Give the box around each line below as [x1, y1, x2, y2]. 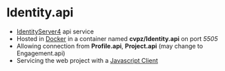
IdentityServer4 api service [16, 27, 95, 35]
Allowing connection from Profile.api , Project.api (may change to [16, 42, 204, 50]
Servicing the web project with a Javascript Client [16, 56, 158, 64]
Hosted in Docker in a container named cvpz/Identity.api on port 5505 [16, 34, 218, 42]
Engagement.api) [16, 49, 66, 57]
